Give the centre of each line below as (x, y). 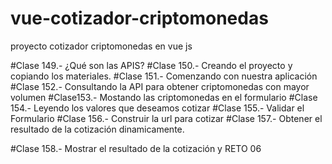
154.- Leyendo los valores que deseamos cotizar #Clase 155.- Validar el (157, 108)
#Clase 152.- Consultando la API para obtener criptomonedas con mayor (160, 86)
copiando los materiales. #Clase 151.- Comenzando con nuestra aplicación (164, 76)
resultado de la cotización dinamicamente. (97, 129)
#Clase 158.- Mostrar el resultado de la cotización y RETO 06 (136, 148)
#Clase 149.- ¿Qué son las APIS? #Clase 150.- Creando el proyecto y (151, 65)
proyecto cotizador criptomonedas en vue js (101, 46)
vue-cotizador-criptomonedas (139, 18)
